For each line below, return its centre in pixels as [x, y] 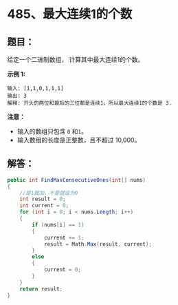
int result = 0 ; [43, 199]
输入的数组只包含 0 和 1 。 [52, 131]
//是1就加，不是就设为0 [49, 193]
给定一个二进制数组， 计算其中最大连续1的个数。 [76, 60]
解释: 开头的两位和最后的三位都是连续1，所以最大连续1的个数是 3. [90, 103]
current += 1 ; [64, 238]
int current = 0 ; [44, 206]
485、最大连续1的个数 [70, 14]
